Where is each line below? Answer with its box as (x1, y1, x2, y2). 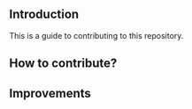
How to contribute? (9, 56, 118, 71)
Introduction (9, 7, 80, 22)
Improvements (9, 85, 91, 100)
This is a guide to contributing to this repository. (9, 30, 184, 40)
